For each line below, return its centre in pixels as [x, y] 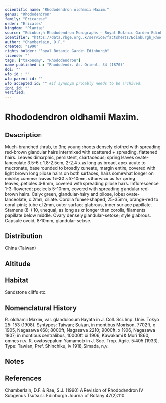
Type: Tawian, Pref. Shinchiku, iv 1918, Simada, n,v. [57, 346]
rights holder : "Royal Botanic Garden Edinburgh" [57, 51]
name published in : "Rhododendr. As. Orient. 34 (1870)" [65, 65]
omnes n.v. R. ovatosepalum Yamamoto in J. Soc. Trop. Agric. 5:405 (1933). [82, 341]
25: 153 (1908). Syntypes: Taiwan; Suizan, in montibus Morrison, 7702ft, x [80, 325]
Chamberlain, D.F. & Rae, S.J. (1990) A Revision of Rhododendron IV [74, 390]
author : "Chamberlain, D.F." [35, 42]
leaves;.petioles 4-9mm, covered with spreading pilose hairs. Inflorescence [82, 184]
